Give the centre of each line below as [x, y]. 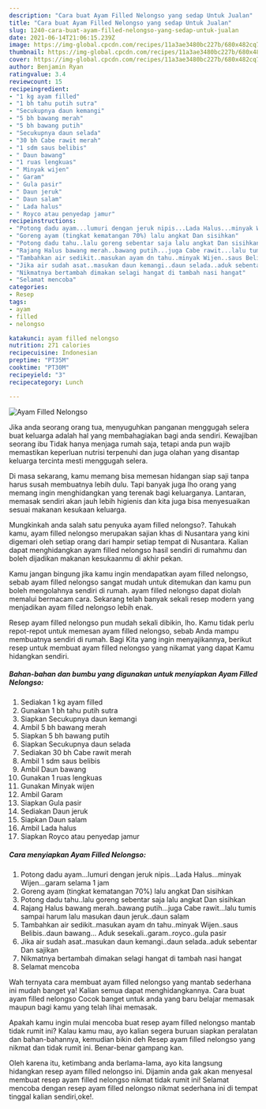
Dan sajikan [39, 950]
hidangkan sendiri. [39, 656]
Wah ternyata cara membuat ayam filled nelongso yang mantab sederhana [130, 982]
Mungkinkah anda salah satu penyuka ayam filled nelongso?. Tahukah [123, 524]
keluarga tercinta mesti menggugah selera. [79, 461]
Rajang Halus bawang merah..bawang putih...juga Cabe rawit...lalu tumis [138, 908]
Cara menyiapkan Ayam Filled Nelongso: [78, 855]
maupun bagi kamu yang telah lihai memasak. [83, 1007]
